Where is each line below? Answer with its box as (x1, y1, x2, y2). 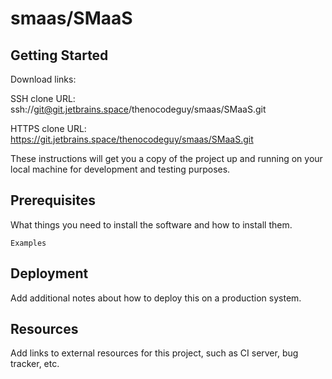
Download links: (10, 73, 77, 85)
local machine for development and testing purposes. (10, 163, 231, 175)
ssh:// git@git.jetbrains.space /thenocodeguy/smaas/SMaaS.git (10, 103, 267, 115)
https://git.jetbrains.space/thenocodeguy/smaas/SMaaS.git (10, 133, 254, 145)
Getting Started (10, 47, 109, 64)
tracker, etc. (10, 358, 60, 370)
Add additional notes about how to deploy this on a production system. (10, 292, 302, 304)
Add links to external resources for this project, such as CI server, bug (10, 347, 299, 359)
